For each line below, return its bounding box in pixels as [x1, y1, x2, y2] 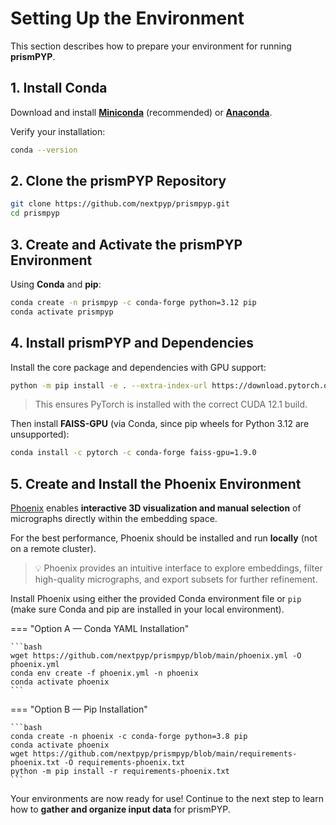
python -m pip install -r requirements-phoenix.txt [10, 767, 230, 777]
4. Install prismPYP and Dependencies [10, 335, 255, 352]
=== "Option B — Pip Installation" [10, 703, 148, 716]
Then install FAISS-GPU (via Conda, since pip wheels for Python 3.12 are [10, 418, 310, 430]
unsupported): [10, 428, 70, 441]
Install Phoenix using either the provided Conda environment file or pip [10, 593, 302, 605]
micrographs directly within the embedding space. [10, 513, 218, 525]
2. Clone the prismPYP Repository [10, 173, 227, 190]
